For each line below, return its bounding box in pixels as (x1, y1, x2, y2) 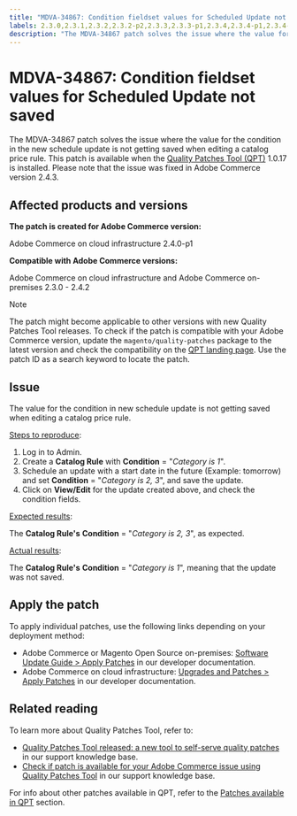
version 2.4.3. (9, 172, 59, 182)
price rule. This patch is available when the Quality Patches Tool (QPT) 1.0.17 (9, 153, 287, 164)
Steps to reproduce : (9, 429, 82, 440)
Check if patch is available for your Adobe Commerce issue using (21, 760, 261, 771)
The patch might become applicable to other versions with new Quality (9, 316, 267, 327)
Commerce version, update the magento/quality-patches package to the (9, 335, 272, 346)
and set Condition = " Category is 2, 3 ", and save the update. (21, 474, 244, 485)
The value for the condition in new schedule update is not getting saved (9, 403, 270, 413)
